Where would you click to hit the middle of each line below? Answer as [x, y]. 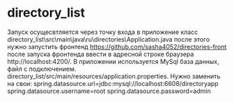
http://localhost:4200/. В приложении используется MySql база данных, [113, 61]
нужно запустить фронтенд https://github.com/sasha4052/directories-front [117, 46]
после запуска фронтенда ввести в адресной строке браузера [101, 54]
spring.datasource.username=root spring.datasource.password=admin [109, 91]
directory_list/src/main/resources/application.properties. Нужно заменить [114, 76]
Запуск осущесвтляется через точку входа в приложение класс [103, 32]
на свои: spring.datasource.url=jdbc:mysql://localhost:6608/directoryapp [113, 83]
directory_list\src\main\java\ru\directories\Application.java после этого [109, 39]
